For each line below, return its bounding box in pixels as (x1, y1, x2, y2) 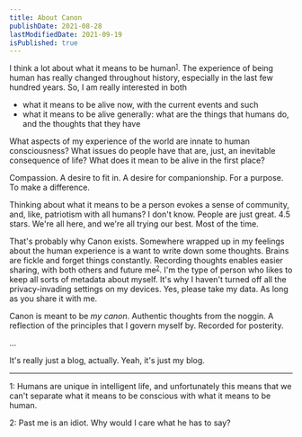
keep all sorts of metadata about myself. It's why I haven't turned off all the (9, 274, 287, 285)
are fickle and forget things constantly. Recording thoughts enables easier (9, 255, 283, 266)
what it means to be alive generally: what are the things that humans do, (22, 109, 289, 120)
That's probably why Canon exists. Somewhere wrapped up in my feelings (9, 236, 285, 247)
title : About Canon (9, 13, 83, 22)
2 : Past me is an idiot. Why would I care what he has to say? (9, 417, 231, 428)
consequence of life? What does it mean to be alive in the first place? (9, 155, 265, 166)
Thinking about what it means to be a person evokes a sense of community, (9, 200, 290, 210)
